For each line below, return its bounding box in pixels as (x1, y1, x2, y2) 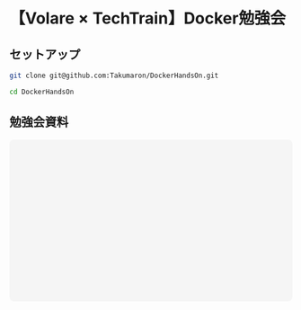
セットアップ (9, 47, 81, 62)
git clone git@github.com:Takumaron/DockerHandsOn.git (9, 71, 219, 80)
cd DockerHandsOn (9, 87, 75, 96)
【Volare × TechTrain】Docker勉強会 (9, 8, 286, 29)
